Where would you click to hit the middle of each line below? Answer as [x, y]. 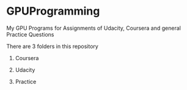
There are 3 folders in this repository [53, 46]
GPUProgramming [53, 11]
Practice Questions [30, 34]
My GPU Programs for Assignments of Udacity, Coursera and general [94, 28]
